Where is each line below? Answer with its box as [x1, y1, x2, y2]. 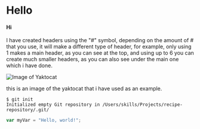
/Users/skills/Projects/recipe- [102, 102, 183, 108]
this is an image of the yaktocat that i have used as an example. [6, 85, 162, 92]
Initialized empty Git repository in [6, 102, 100, 108]
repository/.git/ [6, 107, 50, 113]
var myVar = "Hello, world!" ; [6, 117, 82, 124]
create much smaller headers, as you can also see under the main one [6, 56, 179, 63]
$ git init [6, 96, 33, 103]
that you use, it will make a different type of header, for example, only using [6, 43, 192, 51]
